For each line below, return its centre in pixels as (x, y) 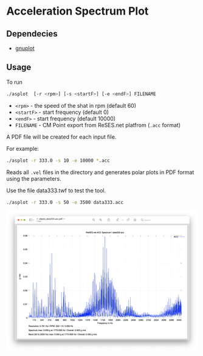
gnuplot (25, 48)
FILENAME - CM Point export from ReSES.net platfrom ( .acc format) (98, 125)
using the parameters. (34, 178)
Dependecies (32, 34)
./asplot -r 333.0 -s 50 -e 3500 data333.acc (65, 202)
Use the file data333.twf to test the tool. (56, 190)
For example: (23, 148)
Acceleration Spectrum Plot (77, 11)
